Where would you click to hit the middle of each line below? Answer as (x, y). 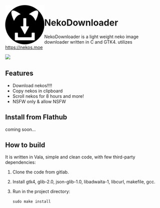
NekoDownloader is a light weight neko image (91, 37)
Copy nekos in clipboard (37, 91)
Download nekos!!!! (32, 85)
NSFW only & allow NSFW (39, 101)
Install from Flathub (36, 117)
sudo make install (31, 202)
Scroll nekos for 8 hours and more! (48, 96)
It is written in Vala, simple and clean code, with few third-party (70, 157)
